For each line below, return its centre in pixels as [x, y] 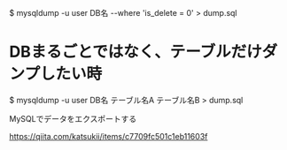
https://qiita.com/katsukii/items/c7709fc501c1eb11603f [109, 136]
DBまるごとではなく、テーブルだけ [136, 52]
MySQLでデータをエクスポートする [73, 118]
